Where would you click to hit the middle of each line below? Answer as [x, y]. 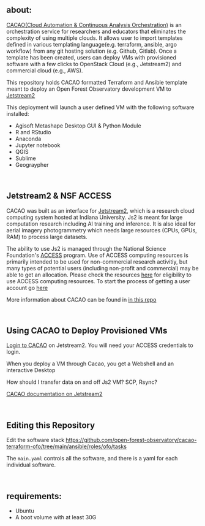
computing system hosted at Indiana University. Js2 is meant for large [95, 217]
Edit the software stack [35, 440]
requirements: [34, 496]
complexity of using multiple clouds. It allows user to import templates [95, 38]
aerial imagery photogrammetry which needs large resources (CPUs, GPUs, [102, 230]
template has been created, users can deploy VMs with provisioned [91, 57]
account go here [27, 288]
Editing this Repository [51, 425]
